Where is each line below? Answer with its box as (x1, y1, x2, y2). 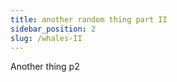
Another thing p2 (10, 61, 80, 73)
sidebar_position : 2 (10, 24, 97, 34)
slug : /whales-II (10, 33, 83, 43)
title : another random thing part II (10, 14, 168, 25)
